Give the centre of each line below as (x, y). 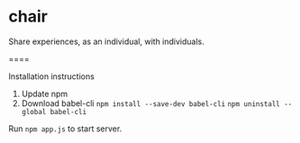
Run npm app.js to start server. (65, 129)
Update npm (45, 94)
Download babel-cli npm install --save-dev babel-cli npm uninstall (151, 103)
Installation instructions (52, 76)
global (34, 112)
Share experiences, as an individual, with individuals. (106, 41)
